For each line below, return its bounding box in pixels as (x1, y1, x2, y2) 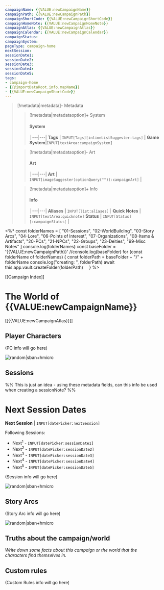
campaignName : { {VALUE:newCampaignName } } (5, 7, 91, 12)
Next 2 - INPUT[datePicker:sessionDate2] (12, 445, 94, 452)
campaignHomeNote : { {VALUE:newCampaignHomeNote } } (5, 21, 109, 26)
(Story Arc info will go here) (5, 511, 61, 516)
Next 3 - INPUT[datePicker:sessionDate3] (12, 451, 94, 458)
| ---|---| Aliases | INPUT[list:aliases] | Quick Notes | (29, 208, 141, 214)
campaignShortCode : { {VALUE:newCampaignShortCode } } (5, 16, 113, 21)
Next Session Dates (5, 404, 87, 415)
